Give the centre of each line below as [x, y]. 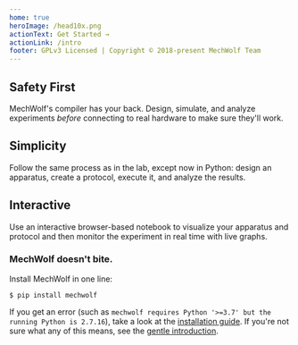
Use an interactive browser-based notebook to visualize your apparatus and [149, 227]
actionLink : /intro [46, 42]
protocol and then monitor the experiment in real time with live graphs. [138, 236]
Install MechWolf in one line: [61, 279]
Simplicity [38, 146]
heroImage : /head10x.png [55, 26]
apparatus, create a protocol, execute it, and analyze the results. [128, 177]
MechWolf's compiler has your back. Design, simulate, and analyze [132, 108]
